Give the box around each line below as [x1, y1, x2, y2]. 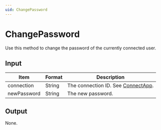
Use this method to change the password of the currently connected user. [5, 45, 157, 51]
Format [45, 74, 63, 81]
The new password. [67, 90, 113, 97]
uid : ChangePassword [5, 7, 48, 12]
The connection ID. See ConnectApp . [67, 82, 154, 89]
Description [96, 74, 125, 81]
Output [5, 107, 27, 115]
